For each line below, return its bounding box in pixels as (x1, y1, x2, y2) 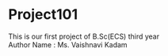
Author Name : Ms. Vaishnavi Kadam (8, 39, 128, 49)
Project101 (8, 6, 78, 24)
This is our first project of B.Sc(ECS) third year (8, 32, 160, 41)
